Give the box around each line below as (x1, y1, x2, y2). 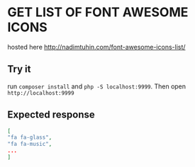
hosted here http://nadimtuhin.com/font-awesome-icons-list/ (7, 42, 186, 51)
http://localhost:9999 (7, 89, 74, 96)
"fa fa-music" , (7, 141, 52, 148)
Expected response (7, 109, 96, 121)
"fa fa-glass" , (7, 134, 52, 142)
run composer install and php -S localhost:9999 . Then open (7, 82, 186, 91)
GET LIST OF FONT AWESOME (7, 4, 189, 21)
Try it (7, 63, 31, 75)
